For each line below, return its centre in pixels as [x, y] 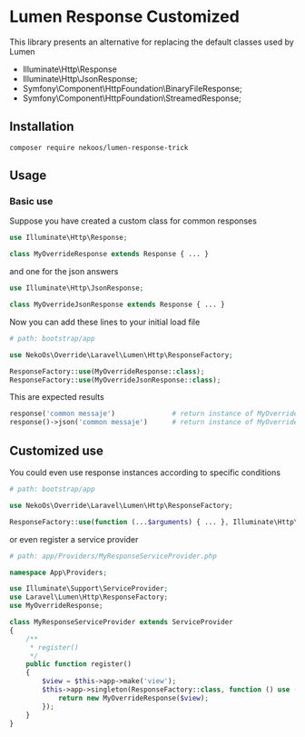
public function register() [79, 664]
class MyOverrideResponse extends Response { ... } [109, 254]
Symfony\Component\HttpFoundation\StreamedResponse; [132, 98]
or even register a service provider [74, 539]
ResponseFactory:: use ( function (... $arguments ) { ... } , [119, 522]
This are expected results [57, 397]
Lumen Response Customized [125, 17]
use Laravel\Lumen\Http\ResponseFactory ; [89, 597]
